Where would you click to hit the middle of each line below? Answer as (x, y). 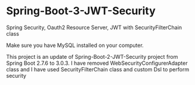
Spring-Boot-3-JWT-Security (81, 11)
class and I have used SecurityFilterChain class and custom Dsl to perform (98, 69)
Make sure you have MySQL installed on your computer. (75, 45)
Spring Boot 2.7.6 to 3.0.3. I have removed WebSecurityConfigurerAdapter (97, 63)
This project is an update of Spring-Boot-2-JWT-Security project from (92, 56)
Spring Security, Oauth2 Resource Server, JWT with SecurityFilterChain (94, 27)
